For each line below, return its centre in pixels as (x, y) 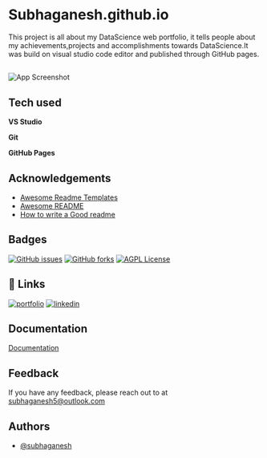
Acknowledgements (60, 178)
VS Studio (25, 122)
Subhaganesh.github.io (89, 15)
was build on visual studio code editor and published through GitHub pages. (134, 54)
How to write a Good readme (68, 214)
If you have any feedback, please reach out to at (88, 393)
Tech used (35, 102)
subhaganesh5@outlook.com (57, 401)
